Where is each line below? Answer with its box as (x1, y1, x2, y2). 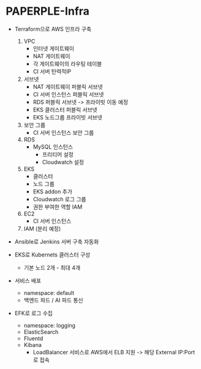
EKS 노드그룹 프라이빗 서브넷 (32, 113, 102, 121)
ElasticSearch (23, 328, 59, 335)
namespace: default (23, 289, 75, 296)
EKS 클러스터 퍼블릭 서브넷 (32, 106, 97, 113)
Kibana (23, 341, 42, 348)
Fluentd (23, 335, 44, 342)
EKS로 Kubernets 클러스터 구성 (14, 251, 91, 258)
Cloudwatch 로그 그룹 (32, 195, 86, 203)
